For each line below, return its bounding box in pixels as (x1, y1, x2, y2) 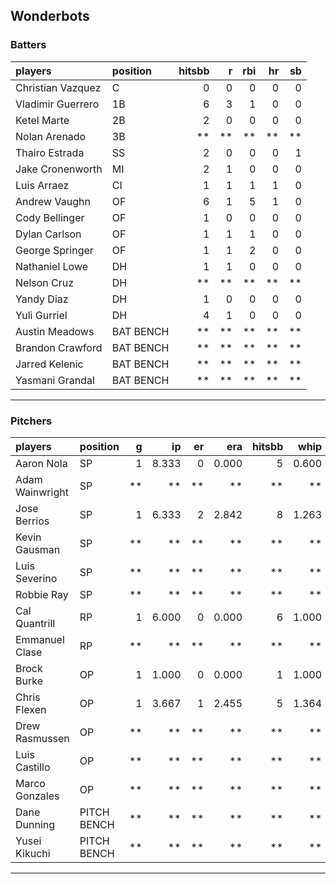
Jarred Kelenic (15, 357, 84, 371)
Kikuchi (15, 846, 51, 860)
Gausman (15, 542, 61, 556)
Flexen (15, 702, 47, 716)
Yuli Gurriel (15, 308, 68, 322)
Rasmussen (15, 731, 70, 745)
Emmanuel (15, 632, 65, 646)
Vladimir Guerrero (15, 97, 100, 111)
